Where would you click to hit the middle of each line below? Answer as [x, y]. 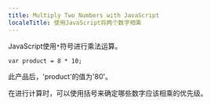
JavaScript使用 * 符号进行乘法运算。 [65, 46]
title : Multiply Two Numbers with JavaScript [84, 15]
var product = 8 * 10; [45, 61]
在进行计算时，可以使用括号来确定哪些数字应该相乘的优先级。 [108, 93]
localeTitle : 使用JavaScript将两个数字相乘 [75, 23]
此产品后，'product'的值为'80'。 [60, 76]
